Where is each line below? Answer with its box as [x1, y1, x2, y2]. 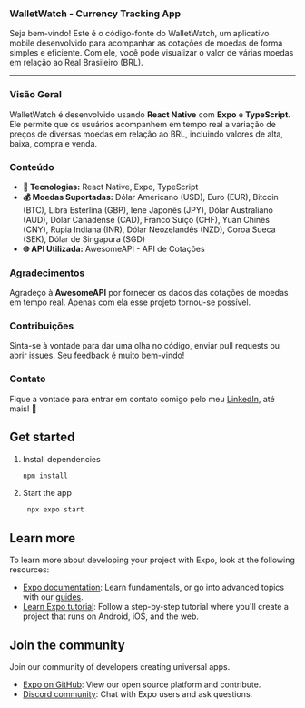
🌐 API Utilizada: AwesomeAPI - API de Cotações [22, 243, 206, 254]
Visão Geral [9, 88, 62, 101]
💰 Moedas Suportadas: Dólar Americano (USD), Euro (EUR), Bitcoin [22, 191, 279, 202]
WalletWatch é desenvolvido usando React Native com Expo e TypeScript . [9, 108, 290, 120]
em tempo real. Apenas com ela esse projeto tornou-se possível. [9, 297, 251, 308]
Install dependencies [22, 453, 102, 464]
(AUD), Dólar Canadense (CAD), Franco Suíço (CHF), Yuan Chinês [22, 214, 271, 225]
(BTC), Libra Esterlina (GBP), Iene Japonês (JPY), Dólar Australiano [22, 204, 274, 216]
